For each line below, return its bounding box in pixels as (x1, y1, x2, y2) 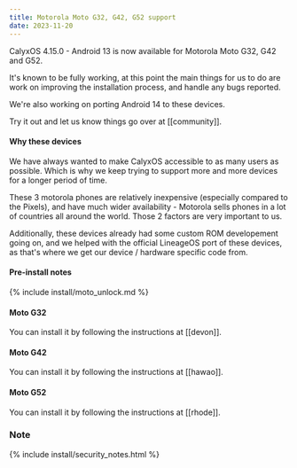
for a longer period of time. (9, 175, 108, 185)
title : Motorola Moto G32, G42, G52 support (9, 12, 176, 22)
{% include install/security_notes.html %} (9, 448, 160, 459)
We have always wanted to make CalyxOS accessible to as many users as (9, 156, 279, 167)
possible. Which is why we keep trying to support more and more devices (9, 165, 278, 175)
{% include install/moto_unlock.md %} (9, 286, 149, 297)
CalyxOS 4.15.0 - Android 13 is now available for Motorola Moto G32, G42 (9, 45, 277, 56)
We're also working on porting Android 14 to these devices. (9, 98, 226, 109)
